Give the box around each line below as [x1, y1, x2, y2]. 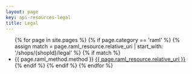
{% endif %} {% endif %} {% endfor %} [14, 62, 114, 69]
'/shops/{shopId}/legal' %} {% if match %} [14, 49, 121, 57]
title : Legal [5, 20, 39, 26]
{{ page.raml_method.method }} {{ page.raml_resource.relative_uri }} [14, 55, 185, 63]
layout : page [5, 8, 39, 15]
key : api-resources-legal [5, 14, 71, 20]
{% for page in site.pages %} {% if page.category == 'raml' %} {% [14, 37, 181, 44]
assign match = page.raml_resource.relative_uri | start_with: [14, 43, 164, 50]
